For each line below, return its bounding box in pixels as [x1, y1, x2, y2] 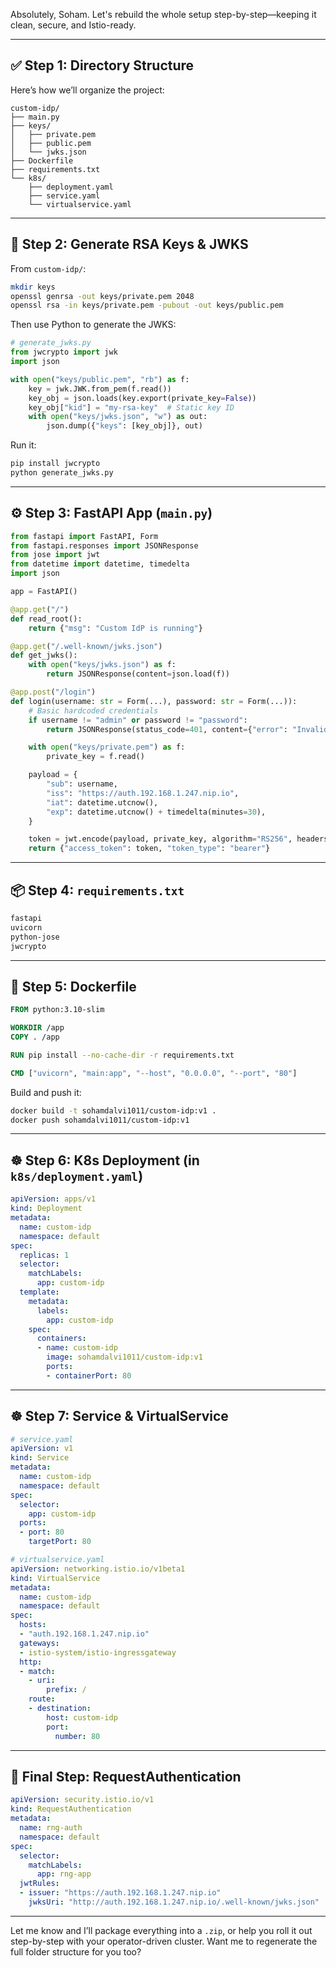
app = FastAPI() [10, 587, 78, 597]
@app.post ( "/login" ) [10, 687, 97, 698]
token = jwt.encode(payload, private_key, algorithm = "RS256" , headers [28, 834, 329, 844]
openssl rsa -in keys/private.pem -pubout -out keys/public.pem [10, 300, 284, 311]
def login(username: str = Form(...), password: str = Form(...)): [10, 696, 298, 706]
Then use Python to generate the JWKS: [10, 319, 177, 331]
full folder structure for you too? [10, 1945, 142, 1958]
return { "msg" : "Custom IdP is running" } [28, 623, 203, 633]
